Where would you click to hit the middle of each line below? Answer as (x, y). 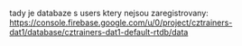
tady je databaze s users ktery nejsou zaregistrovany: (109, 13)
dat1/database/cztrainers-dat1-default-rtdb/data (99, 32)
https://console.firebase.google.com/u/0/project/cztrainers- (121, 23)
